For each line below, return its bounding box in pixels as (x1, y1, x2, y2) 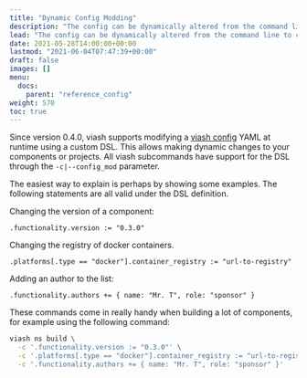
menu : (9, 73, 30, 82)
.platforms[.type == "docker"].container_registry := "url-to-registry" (9, 257, 292, 267)
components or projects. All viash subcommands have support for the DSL (9, 152, 291, 163)
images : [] (9, 65, 51, 74)
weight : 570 (9, 98, 55, 108)
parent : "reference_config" (26, 89, 132, 99)
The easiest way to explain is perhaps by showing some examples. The (9, 179, 278, 190)
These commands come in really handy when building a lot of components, (9, 307, 293, 318)
